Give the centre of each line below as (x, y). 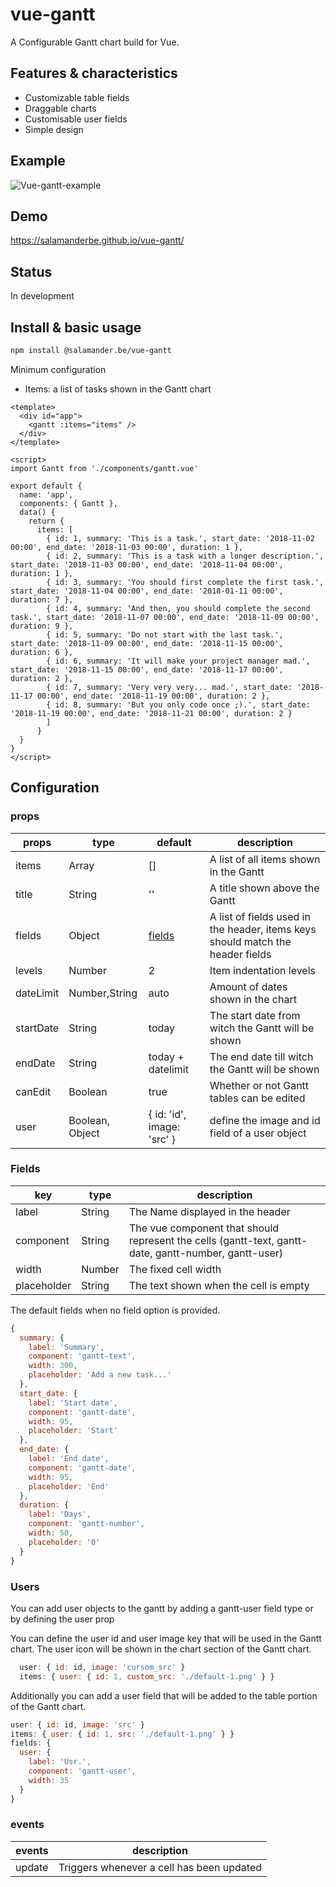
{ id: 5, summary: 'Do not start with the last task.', (165, 634)
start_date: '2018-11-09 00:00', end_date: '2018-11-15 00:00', (147, 643)
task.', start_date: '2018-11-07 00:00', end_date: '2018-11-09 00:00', (165, 617)
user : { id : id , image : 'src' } (77, 1724)
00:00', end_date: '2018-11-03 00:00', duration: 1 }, (127, 547)
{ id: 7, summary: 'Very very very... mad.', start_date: (169, 687)
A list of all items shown (265, 859)
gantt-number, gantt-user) (219, 1253)
